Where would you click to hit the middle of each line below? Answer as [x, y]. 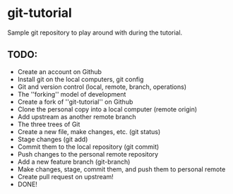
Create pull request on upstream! [66, 176]
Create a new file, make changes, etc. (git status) [89, 131]
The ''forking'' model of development [72, 94]
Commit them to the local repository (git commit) [88, 147]
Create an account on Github [60, 71]
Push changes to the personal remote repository [88, 154]
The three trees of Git [49, 124]
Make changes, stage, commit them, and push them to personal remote [121, 169]
